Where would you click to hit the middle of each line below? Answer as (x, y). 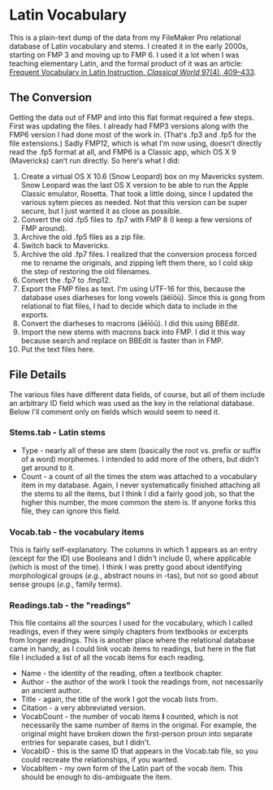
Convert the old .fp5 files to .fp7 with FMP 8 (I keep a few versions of (136, 219)
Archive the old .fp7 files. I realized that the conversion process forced (139, 254)
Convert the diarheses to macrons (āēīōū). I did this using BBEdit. (130, 323)
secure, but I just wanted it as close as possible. (101, 211)
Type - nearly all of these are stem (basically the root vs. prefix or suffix (141, 450)
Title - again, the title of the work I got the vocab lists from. (119, 699)
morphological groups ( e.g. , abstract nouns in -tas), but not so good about (134, 576)
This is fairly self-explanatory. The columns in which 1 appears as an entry (134, 550)
